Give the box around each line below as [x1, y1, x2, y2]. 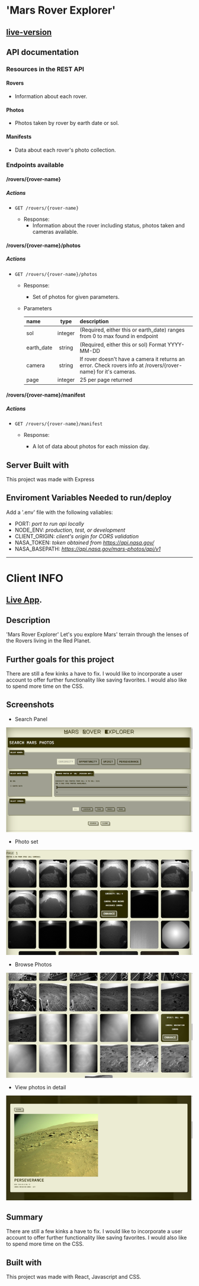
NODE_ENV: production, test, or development [14, 526, 126, 533]
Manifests [6, 133, 31, 140]
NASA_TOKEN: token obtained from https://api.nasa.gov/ [14, 539, 155, 546]
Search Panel [14, 715, 47, 722]
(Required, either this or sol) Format [79, 341, 166, 348]
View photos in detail [14, 1084, 66, 1091]
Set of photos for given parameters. [32, 293, 120, 300]
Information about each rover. [14, 93, 88, 100]
